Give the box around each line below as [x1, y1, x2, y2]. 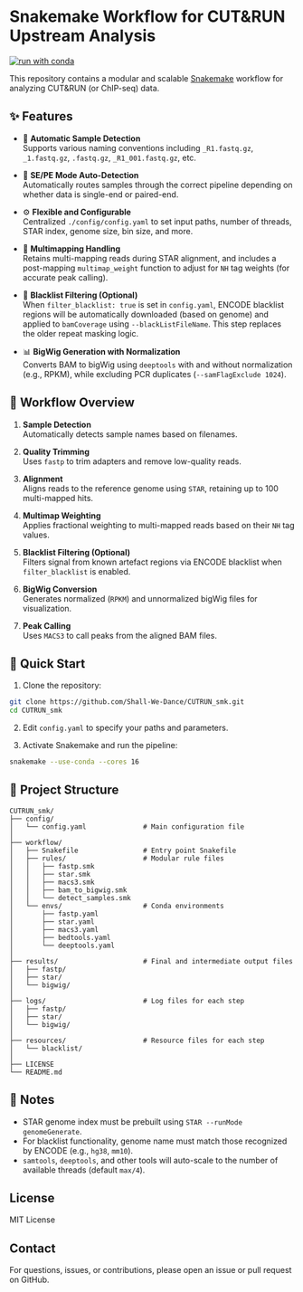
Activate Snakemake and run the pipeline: [22, 740, 178, 751]
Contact [9, 1240, 56, 1256]
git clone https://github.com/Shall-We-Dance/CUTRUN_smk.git [9, 698, 245, 707]
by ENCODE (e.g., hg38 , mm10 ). [22, 1145, 134, 1155]
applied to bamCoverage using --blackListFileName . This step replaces [22, 318, 282, 329]
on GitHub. [9, 1274, 50, 1286]
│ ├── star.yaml [9, 917, 95, 926]
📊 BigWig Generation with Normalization [22, 346, 181, 356]
